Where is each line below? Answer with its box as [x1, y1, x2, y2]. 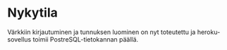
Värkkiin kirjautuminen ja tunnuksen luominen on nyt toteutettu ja [7, 28, 196, 36]
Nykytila [7, 5, 59, 21]
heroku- [197, 28, 221, 36]
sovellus [7, 35, 32, 43]
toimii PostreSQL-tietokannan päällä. [32, 35, 139, 43]
